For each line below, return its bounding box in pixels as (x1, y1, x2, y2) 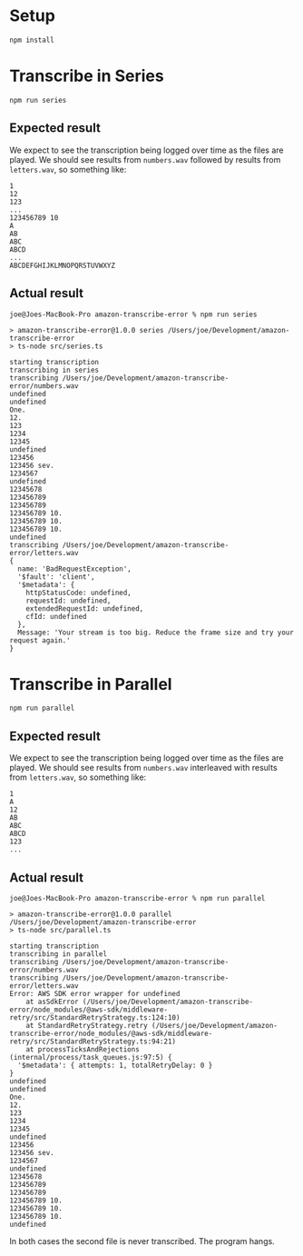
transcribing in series (9, 365, 100, 374)
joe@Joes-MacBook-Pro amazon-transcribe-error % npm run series (9, 310, 258, 319)
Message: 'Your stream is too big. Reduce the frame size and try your (17, 628, 295, 637)
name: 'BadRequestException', (17, 564, 132, 573)
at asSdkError (25, 997, 79, 1007)
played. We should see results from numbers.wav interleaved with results (9, 763, 279, 773)
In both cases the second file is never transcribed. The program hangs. (9, 1236, 275, 1247)
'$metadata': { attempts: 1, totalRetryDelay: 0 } (17, 1061, 213, 1071)
